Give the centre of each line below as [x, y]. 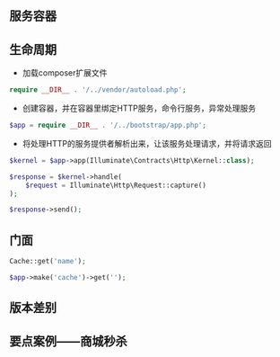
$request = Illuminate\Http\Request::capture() [116, 185]
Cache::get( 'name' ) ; [48, 262]
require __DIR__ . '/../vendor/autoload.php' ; [98, 90]
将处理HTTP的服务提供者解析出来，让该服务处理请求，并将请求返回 [147, 143]
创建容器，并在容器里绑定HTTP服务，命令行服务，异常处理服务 [139, 108]
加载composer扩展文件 [65, 73]
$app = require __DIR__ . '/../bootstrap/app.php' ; [108, 125]
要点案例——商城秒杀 [68, 341]
